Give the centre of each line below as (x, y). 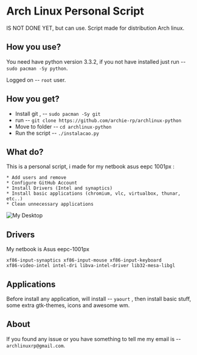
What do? (25, 152)
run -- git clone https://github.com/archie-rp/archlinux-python (98, 120)
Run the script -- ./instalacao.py (57, 133)
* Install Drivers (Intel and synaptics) (60, 188)
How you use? (34, 47)
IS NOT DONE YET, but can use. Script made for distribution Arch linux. (95, 28)
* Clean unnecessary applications (50, 205)
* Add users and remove (36, 178)
